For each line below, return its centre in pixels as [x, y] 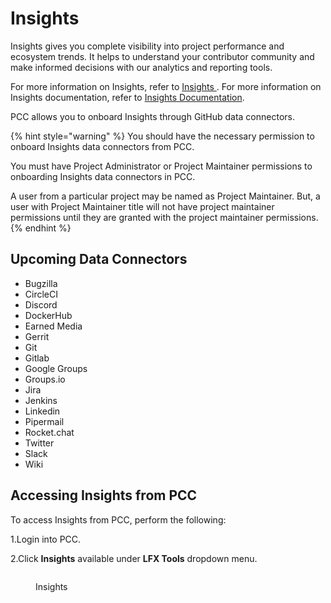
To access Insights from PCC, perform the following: [118, 519]
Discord [41, 304]
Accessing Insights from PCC [104, 495]
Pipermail [44, 421]
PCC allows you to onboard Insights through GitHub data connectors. [152, 116]
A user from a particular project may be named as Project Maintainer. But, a [165, 196]
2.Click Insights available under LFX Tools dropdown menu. [134, 558]
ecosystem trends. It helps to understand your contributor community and [162, 56]
